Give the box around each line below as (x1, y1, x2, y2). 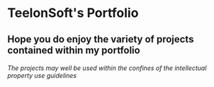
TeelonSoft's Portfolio (7, 5, 139, 21)
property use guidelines (7, 71, 77, 80)
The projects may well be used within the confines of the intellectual (7, 64, 207, 72)
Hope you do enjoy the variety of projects (7, 33, 194, 45)
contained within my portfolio (7, 44, 140, 56)
